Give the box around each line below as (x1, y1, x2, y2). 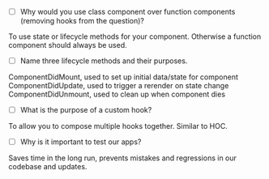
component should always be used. (8, 40, 127, 50)
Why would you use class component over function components (19, 7, 236, 16)
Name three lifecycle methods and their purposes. (19, 56, 188, 66)
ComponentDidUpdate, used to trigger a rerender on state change (8, 81, 229, 91)
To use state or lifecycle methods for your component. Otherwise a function (8, 32, 262, 41)
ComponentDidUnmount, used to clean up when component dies (8, 89, 225, 100)
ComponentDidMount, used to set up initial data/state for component (8, 72, 239, 82)
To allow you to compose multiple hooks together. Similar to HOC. (8, 121, 228, 131)
